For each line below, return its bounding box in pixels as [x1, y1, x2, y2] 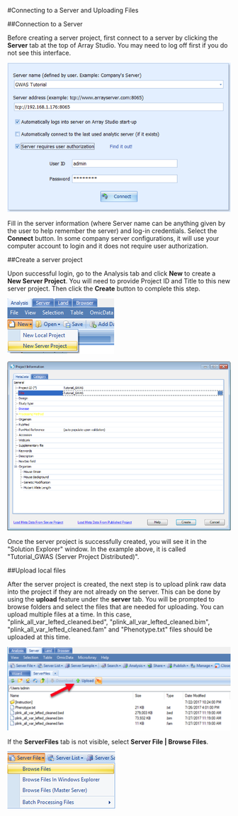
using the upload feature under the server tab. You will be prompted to [7, 594, 215, 603]
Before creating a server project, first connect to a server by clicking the [7, 33, 218, 42]
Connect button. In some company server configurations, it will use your [7, 234, 220, 242]
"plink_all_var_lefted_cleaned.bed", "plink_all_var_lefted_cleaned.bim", [7, 617, 210, 626]
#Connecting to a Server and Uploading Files [7, 6, 139, 14]
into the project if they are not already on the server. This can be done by [7, 587, 221, 596]
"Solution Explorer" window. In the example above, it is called [7, 545, 186, 553]
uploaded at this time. [7, 632, 71, 641]
